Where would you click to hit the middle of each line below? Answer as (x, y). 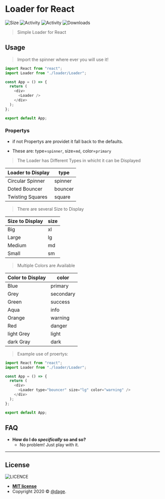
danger (59, 326)
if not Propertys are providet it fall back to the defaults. (68, 141)
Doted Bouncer (25, 189)
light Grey (19, 333)
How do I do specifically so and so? (49, 440)
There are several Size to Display (51, 209)
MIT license (24, 486)
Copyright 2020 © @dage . (39, 492)
